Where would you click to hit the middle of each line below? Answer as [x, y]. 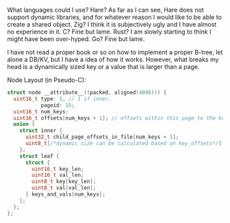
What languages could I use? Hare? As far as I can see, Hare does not [105, 10]
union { [24, 124]
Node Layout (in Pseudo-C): [47, 80]
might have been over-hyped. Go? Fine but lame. [76, 39]
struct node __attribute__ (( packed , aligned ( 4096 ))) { [87, 92]
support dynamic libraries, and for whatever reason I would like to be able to [115, 17]
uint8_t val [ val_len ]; [64, 188]
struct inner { [41, 131]
